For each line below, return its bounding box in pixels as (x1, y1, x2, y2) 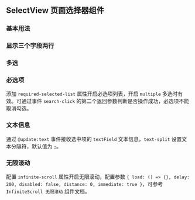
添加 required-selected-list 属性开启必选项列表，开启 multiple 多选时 (6, 90, 178, 98)
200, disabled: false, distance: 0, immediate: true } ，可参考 (6, 181, 163, 188)
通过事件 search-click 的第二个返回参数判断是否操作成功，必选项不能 (21, 98, 189, 105)
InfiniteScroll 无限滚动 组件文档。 (6, 188, 90, 195)
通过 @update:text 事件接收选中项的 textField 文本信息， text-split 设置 (6, 135, 182, 142)
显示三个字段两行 (6, 42, 54, 50)
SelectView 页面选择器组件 (6, 5, 104, 16)
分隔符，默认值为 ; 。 (11, 143, 62, 150)
